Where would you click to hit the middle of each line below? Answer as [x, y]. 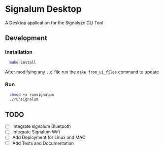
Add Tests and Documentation [43, 143]
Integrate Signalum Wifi [36, 132]
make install [23, 62]
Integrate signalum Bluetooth [42, 126]
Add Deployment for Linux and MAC [49, 137]
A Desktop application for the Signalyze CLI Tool [54, 23]
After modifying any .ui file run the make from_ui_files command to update [82, 72]
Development [26, 38]
